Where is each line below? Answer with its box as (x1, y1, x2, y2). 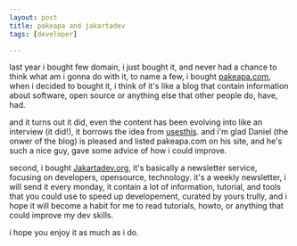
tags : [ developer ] (9, 29, 78, 38)
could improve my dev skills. (9, 210, 114, 221)
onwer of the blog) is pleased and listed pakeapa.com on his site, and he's (9, 135, 283, 147)
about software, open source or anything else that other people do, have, (9, 90, 278, 101)
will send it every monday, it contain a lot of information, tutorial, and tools (9, 182, 281, 193)
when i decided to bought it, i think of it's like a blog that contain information (9, 81, 289, 92)
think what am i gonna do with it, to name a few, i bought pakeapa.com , (9, 71, 271, 82)
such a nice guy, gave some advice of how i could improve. (9, 145, 227, 156)
